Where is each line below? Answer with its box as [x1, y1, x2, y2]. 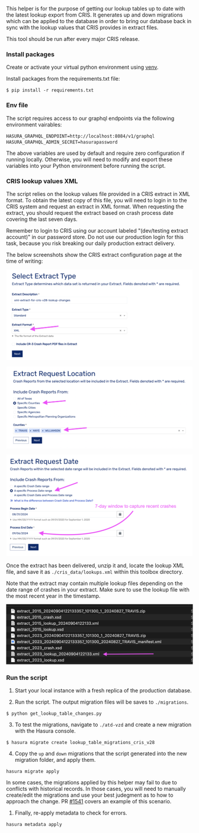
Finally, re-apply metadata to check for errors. [14, 809, 127, 816]
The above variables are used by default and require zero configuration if [6, 150, 185, 157]
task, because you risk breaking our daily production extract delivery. [6, 240, 176, 247]
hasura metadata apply [6, 822, 62, 828]
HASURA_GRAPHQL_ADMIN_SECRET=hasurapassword [6, 139, 118, 145]
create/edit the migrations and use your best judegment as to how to [6, 791, 174, 799]
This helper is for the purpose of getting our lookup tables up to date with [6, 5, 185, 12]
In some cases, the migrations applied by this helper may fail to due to [6, 779, 178, 786]
